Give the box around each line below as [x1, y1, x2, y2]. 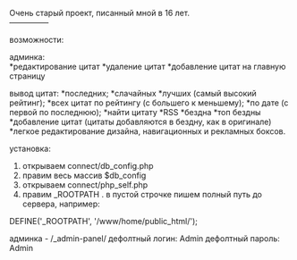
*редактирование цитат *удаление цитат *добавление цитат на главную [9, 62, 286, 71]
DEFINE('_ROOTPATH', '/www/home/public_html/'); [9, 216, 199, 226]
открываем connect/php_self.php [21, 180, 148, 190]
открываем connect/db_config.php [21, 161, 154, 171]
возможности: [9, 35, 64, 45]
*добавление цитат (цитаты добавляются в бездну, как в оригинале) [9, 116, 272, 127]
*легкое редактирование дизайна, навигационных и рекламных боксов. [9, 126, 286, 137]
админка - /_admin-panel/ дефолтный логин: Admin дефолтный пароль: [9, 233, 280, 244]
